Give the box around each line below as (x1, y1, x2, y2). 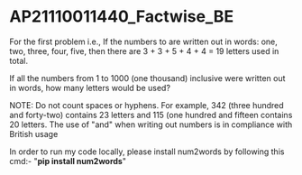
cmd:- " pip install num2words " (9, 155, 126, 166)
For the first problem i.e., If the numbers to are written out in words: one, (9, 36, 278, 47)
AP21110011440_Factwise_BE (9, 6, 234, 27)
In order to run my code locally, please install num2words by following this (9, 146, 285, 157)
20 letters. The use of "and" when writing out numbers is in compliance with (9, 119, 293, 130)
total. (9, 55, 29, 66)
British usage (9, 128, 59, 139)
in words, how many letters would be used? (9, 82, 171, 93)
